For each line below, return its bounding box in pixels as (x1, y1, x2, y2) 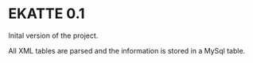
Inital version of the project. (8, 31, 99, 40)
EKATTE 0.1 (8, 5, 85, 23)
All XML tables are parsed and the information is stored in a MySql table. (8, 46, 246, 55)
